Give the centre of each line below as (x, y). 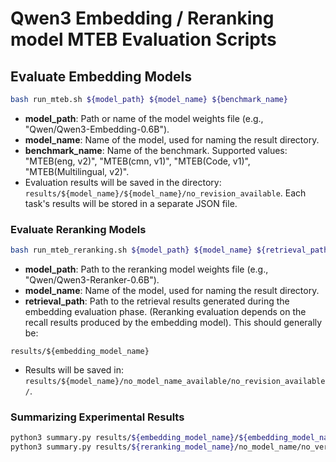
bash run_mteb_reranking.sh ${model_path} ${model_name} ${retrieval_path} (171, 250)
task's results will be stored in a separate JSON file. (131, 203)
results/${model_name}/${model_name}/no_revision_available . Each (165, 193)
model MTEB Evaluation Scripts (143, 39)
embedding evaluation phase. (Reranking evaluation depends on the (165, 312)
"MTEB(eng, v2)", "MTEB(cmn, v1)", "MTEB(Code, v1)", (137, 161)
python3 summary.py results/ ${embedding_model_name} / (125, 438)
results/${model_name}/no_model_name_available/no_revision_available (175, 382)
